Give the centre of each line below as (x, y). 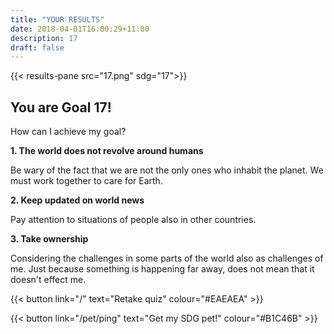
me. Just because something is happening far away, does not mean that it (162, 269)
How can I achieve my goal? (68, 132)
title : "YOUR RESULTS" (57, 19)
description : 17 (44, 38)
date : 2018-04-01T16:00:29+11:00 (80, 29)
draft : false (37, 47)
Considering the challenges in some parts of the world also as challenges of (167, 258)
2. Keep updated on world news (77, 200)
